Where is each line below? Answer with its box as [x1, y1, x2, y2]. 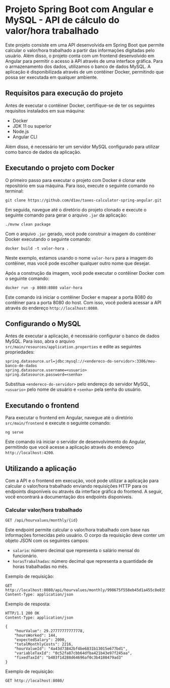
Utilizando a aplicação [5, 464, 77, 473]
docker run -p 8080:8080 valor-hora [5, 285, 82, 290]
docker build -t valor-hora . [5, 246, 69, 251]
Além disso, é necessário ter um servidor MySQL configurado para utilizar [5, 143, 160, 150]
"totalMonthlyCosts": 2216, [14, 642, 73, 647]
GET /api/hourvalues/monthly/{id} [5, 518, 78, 523]
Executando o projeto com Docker [5, 164, 115, 172]
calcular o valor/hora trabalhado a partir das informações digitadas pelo [5, 47, 155, 53]
